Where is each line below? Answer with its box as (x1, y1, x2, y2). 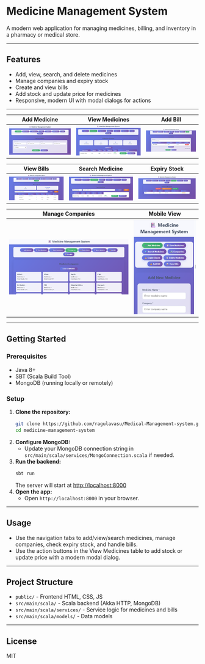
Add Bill (160, 116, 181, 123)
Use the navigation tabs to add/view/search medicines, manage (15, 534, 176, 541)
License (6, 636, 37, 646)
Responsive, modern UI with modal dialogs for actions (15, 97, 151, 104)
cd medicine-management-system (15, 427, 95, 433)
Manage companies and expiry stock (15, 77, 109, 84)
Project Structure (6, 577, 73, 587)
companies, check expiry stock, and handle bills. (15, 541, 138, 548)
